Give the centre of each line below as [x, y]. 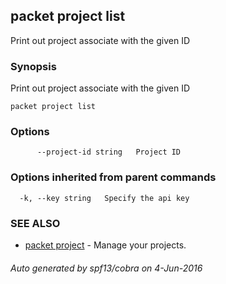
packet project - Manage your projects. [105, 245]
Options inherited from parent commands [113, 177]
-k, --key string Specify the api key [104, 198]
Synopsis [33, 66]
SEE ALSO [35, 223]
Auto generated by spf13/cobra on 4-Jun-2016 [106, 268]
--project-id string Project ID [109, 152]
